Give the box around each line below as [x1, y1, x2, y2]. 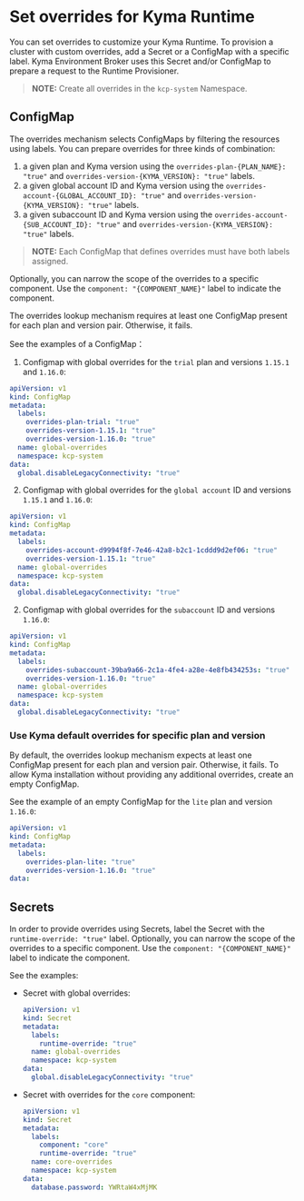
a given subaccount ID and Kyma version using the [22, 209, 213, 220]
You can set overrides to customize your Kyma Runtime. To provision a [9, 36, 274, 47]
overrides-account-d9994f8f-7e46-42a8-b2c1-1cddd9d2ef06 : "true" [25, 545, 279, 555]
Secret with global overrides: [22, 988, 131, 998]
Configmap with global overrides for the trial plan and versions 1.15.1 [22, 356, 290, 367]
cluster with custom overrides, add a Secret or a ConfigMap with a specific [9, 45, 290, 56]
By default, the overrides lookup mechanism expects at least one [9, 749, 252, 760]
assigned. [31, 255, 69, 266]
